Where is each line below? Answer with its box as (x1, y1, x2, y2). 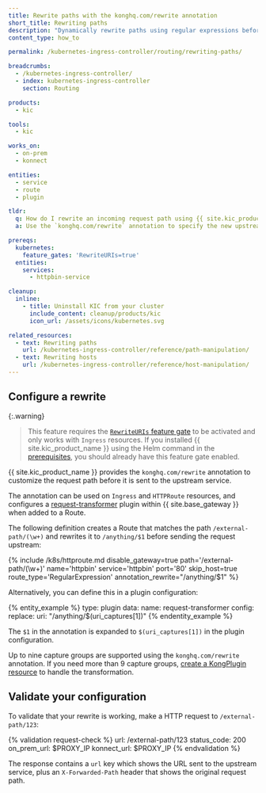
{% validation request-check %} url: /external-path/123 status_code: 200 (8, 734, 247, 745)
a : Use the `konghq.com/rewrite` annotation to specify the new (15, 223, 232, 231)
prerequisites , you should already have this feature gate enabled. (27, 452, 240, 461)
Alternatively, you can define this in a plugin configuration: (8, 587, 199, 597)
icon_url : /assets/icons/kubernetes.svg (28, 317, 165, 325)
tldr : (8, 208, 26, 215)
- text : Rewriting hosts (15, 353, 97, 361)
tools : (8, 120, 30, 128)
